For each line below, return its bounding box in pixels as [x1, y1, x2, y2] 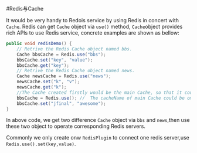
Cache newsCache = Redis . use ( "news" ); [16, 73, 111, 79]
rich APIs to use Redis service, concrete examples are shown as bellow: [6, 29, 180, 36]
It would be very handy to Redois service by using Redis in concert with [6, 17, 179, 23]
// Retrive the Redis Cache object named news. [16, 68, 135, 74]
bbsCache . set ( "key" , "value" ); [16, 57, 93, 63]
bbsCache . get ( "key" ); [16, 62, 69, 69]
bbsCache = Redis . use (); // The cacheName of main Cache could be [16, 95, 185, 101]
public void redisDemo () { [6, 40, 72, 46]
